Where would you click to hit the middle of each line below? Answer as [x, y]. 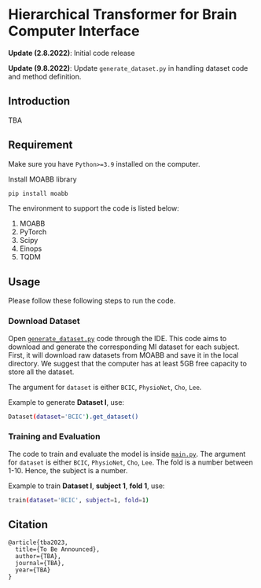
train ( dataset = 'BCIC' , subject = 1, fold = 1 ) [79, 500]
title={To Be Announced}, [58, 549]
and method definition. [45, 76]
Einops [31, 248]
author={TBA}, [38, 557]
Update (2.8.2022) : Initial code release [72, 53]
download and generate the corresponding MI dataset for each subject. [124, 347]
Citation [28, 524]
